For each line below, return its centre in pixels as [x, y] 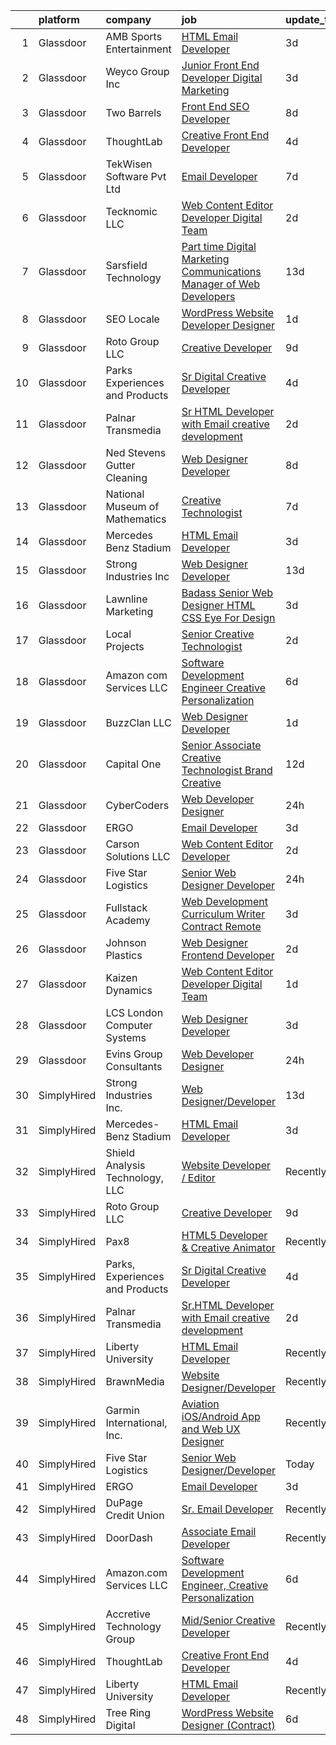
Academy [128, 920]
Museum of [132, 506]
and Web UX [211, 1429]
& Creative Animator [228, 1247]
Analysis [125, 1165]
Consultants [134, 1066]
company [128, 19]
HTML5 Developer [224, 1235]
